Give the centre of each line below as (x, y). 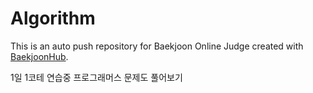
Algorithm (53, 18)
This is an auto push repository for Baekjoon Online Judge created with (157, 46)
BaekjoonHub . (39, 56)
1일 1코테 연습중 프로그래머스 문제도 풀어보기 (96, 77)
